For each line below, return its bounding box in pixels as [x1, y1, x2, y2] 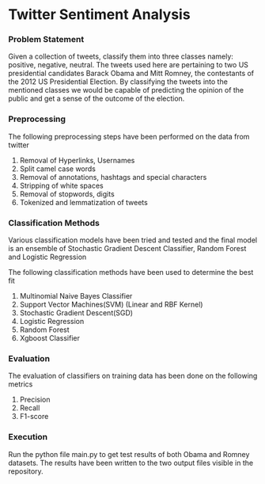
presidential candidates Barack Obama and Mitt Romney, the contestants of [8, 69, 255, 78]
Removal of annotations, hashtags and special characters [19, 172, 207, 181]
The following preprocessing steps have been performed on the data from [8, 131, 250, 141]
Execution [8, 432, 48, 443]
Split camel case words [19, 164, 97, 173]
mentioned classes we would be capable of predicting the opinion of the [8, 86, 244, 95]
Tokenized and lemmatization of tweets [19, 197, 148, 207]
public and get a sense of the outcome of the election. [8, 93, 185, 104]
